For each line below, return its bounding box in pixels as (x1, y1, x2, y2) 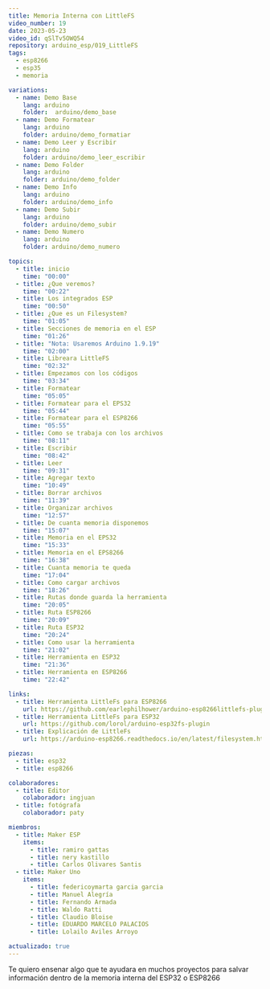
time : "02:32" (22, 362, 70, 370)
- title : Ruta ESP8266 (15, 608, 92, 617)
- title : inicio (15, 264, 70, 273)
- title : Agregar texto (15, 474, 95, 482)
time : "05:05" (22, 391, 70, 400)
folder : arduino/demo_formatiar (22, 131, 131, 139)
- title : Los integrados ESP (15, 295, 113, 303)
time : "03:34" (22, 377, 70, 385)
